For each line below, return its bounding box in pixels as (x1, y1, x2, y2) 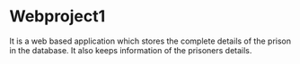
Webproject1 (9, 6, 106, 27)
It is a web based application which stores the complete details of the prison (9, 36, 292, 46)
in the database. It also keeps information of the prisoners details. (9, 44, 252, 55)
